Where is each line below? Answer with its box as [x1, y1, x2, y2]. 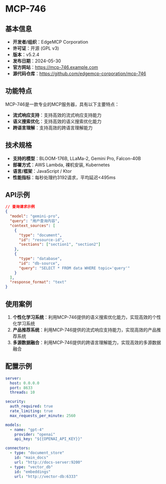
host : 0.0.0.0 [10, 381, 39, 386]
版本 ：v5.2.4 [12, 52, 39, 57]
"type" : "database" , [18, 256, 62, 262]
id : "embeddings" [14, 469, 51, 474]
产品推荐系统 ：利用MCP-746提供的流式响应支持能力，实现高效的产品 [12, 327, 157, 332]
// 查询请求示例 [5, 204, 35, 209]
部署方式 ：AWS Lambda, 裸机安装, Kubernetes [12, 162, 110, 168]
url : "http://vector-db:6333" [14, 474, 78, 479]
